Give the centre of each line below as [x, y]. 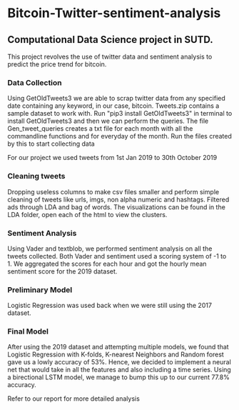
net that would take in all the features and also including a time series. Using [119, 370]
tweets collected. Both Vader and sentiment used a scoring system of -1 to [117, 256]
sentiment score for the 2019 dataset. [62, 271]
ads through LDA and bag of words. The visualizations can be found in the [117, 207]
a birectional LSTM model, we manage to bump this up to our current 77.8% [118, 377]
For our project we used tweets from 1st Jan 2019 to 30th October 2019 [112, 158]
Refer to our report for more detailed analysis [74, 399]
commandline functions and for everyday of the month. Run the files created [119, 136]
